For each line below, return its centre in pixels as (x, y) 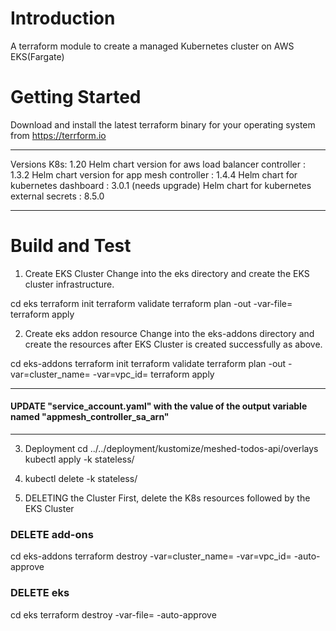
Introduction (63, 18)
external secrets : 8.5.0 (57, 196)
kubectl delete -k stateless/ (81, 479)
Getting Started (76, 97)
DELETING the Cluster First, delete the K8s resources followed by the (167, 498)
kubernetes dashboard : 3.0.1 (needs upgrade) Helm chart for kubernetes (161, 185)
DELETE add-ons (52, 534)
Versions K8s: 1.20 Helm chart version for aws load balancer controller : (158, 164)
